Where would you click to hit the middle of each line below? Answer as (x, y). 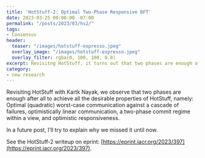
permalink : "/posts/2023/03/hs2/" (50, 23)
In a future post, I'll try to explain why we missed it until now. (82, 130)
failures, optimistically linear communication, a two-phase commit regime (99, 111)
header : (16, 40)
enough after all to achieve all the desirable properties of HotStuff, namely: (100, 99)
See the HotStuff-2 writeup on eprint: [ (55, 142)
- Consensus (21, 35)
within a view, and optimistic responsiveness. (63, 118)
